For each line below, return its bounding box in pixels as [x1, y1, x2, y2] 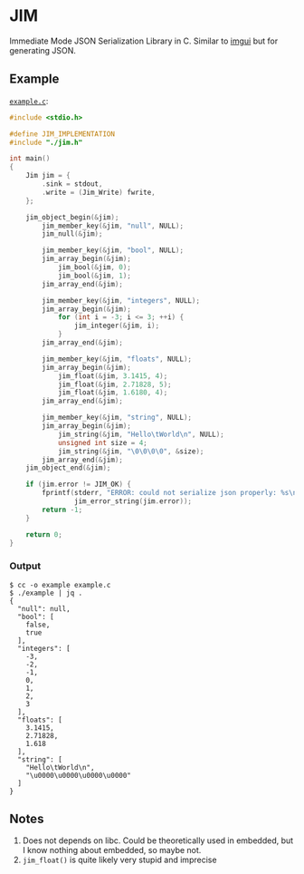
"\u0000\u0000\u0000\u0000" [25, 771, 131, 780]
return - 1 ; [42, 505, 83, 514]
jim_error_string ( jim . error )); [73, 497, 193, 506]
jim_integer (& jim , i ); [73, 321, 160, 331]
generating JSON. [9, 44, 77, 55]
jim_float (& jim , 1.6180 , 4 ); [57, 388, 168, 397]
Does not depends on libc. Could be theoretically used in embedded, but [22, 835, 294, 846]
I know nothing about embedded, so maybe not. [22, 845, 202, 856]
